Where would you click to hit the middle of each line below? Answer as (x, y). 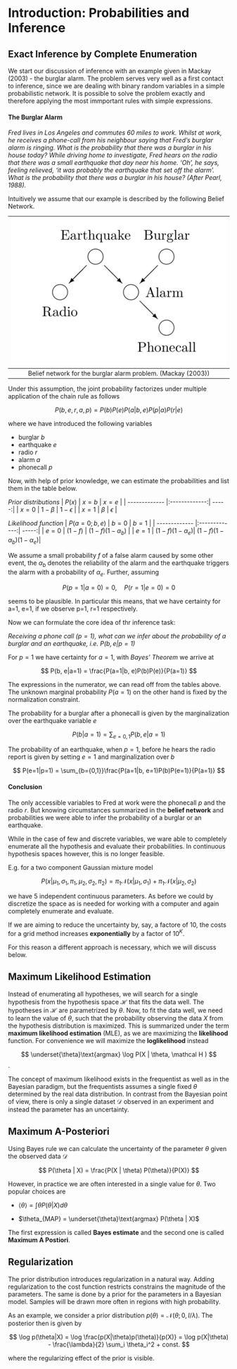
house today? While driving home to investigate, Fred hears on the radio (113, 155)
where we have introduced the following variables (80, 424)
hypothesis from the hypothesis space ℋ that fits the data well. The (106, 1002)
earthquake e (37, 445)
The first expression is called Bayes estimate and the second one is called (116, 1232)
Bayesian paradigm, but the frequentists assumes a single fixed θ (103, 1086)
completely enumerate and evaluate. (61, 911)
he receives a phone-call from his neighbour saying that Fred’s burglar (111, 140)
